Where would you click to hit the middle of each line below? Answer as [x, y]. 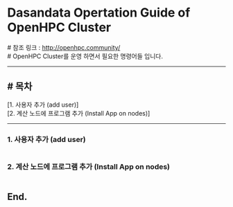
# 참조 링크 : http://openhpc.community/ [64, 47]
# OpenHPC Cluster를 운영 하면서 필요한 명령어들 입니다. [85, 56]
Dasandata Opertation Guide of [99, 13]
